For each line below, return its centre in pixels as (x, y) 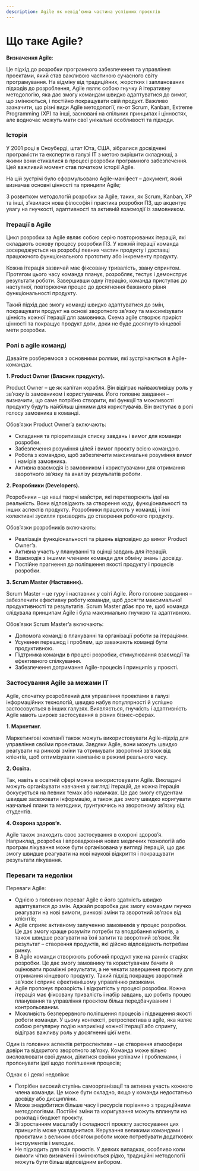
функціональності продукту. (42, 293)
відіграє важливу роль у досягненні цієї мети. (73, 1032)
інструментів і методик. (45, 1143)
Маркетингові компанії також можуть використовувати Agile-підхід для (97, 738)
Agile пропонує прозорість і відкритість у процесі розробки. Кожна (100, 988)
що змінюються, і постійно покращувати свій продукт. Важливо (87, 101)
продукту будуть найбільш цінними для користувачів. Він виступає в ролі (100, 407)
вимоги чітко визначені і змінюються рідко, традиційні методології (100, 1156)
